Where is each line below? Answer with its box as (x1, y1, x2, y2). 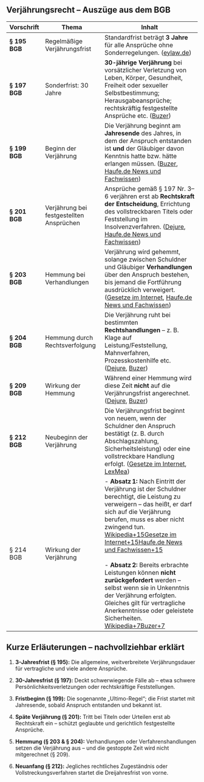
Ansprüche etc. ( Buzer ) (104, 111, 171, 120)
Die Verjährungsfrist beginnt (104, 406, 185, 415)
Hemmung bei (45, 270, 86, 279)
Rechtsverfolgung (45, 341, 96, 349)
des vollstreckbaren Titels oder (104, 207, 193, 215)
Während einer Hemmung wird (104, 373, 192, 382)
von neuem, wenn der (104, 413, 167, 422)
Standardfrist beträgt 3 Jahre (104, 33, 188, 41)
